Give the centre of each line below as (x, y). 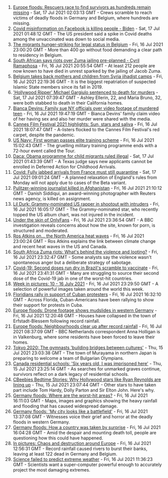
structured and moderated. (41, 230)
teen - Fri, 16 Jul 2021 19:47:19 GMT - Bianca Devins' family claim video (86, 114)
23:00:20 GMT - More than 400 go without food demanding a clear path (87, 50)
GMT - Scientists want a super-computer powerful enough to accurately (87, 464)
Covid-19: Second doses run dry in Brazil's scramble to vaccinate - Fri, (86, 268)
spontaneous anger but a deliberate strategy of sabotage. (72, 263)
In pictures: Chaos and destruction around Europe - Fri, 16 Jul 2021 (82, 443)
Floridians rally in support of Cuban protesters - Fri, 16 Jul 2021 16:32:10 (87, 294)
